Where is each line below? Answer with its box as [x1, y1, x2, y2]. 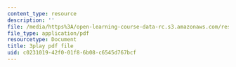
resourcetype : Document [7, 36, 77, 43]
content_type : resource [7, 10, 77, 17]
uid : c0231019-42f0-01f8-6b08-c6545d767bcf [7, 50, 137, 57]
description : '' [7, 17, 55, 24]
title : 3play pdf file [7, 43, 74, 50]
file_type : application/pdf [7, 29, 90, 37]
